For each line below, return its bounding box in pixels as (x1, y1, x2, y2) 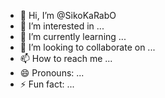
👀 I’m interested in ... (19, 20, 105, 32)
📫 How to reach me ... (19, 53, 113, 64)
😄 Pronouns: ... (19, 67, 85, 79)
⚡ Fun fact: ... (19, 78, 75, 90)
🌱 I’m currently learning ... (19, 31, 127, 42)
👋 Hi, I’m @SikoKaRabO (19, 10, 117, 21)
